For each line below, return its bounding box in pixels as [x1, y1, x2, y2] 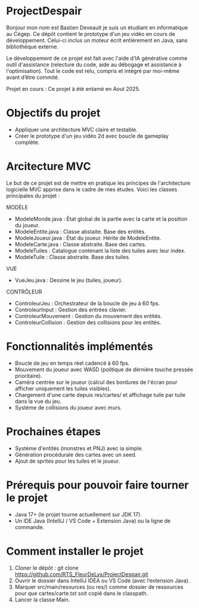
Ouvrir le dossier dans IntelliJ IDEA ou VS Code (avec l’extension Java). [14, 577, 190, 584]
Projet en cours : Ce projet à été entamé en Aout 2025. [6, 85, 141, 92]
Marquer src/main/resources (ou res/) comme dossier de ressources [14, 583, 184, 590]
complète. [14, 139, 40, 146]
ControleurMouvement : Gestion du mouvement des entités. [14, 312, 163, 319]
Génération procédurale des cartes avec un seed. [14, 451, 137, 458]
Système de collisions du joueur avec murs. [14, 404, 122, 411]
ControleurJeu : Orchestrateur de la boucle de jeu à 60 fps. [14, 300, 160, 307]
